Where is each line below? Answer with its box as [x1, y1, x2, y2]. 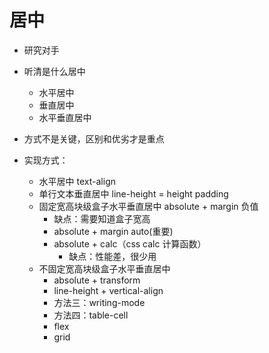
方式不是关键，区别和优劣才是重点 [23, 132, 165, 145]
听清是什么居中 [23, 65, 86, 77]
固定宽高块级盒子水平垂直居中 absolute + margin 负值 [38, 200, 259, 212]
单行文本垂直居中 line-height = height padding [38, 187, 229, 200]
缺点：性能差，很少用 [68, 250, 157, 262]
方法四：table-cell [53, 309, 129, 321]
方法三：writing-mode [53, 296, 146, 308]
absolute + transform [53, 274, 141, 286]
